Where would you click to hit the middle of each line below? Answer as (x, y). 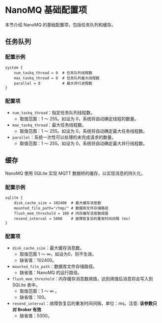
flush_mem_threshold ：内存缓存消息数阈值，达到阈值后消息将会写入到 (82, 279)
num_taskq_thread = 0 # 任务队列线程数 (53, 73)
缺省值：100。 (34, 297)
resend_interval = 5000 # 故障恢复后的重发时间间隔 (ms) (72, 219)
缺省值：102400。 (38, 260)
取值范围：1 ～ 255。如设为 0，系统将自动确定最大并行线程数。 (83, 143)
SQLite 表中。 (26, 285)
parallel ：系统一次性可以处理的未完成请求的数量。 (64, 137)
